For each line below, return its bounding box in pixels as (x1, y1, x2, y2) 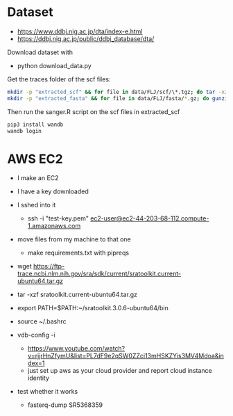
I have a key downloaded (17, 187, 89, 195)
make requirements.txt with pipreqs (27, 248, 130, 257)
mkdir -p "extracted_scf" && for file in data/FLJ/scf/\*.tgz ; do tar (7, 88, 216, 95)
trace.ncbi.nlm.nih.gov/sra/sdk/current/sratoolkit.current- (17, 269, 182, 278)
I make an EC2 (17, 174, 59, 182)
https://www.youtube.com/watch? (27, 344, 126, 353)
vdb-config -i (17, 331, 55, 339)
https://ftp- (33, 262, 65, 271)
